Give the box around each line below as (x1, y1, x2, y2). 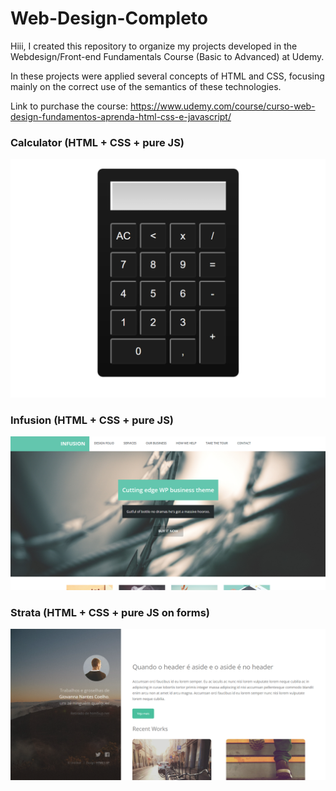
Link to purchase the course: (10, 100, 128, 112)
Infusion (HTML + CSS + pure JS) (10, 413, 175, 427)
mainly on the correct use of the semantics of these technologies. (10, 80, 282, 92)
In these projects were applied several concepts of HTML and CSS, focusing (10, 70, 325, 82)
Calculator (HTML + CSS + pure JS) (10, 135, 185, 149)
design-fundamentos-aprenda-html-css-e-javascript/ (10, 110, 232, 122)
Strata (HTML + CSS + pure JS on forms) (10, 605, 210, 619)
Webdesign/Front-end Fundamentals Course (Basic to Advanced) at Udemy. (10, 50, 325, 62)
